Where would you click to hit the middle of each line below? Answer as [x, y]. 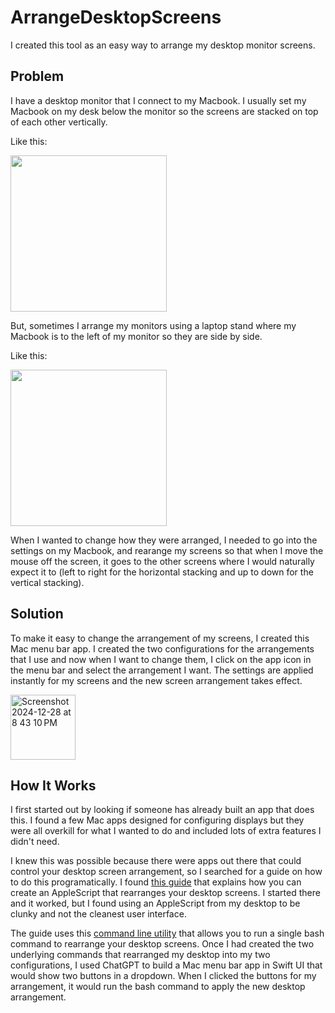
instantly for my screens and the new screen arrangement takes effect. [156, 680]
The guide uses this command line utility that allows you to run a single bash [167, 933]
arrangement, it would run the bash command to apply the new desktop [158, 987]
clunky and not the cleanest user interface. [98, 914]
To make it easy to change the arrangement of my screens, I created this [160, 638]
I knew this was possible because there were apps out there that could [156, 861]
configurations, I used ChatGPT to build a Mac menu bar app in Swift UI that [166, 965]
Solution [37, 614]
